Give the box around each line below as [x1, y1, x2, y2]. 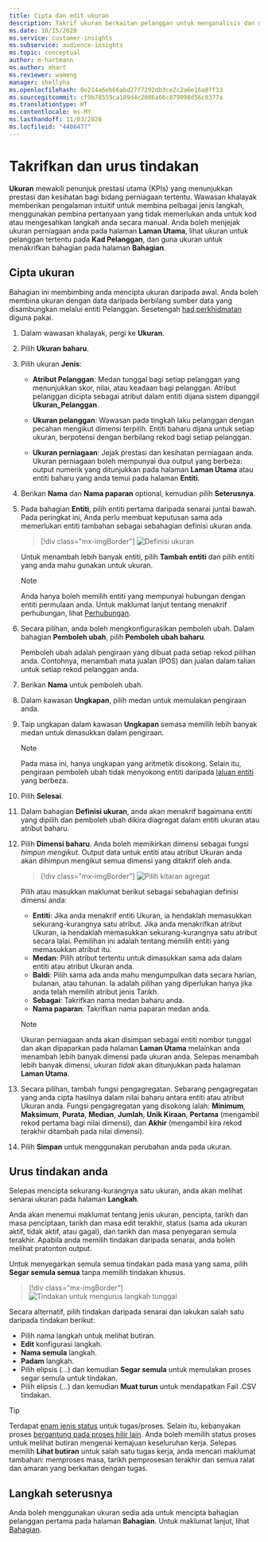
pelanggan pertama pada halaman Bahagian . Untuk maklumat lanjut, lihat [9, 1516, 250, 1526]
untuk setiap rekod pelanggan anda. [20, 664, 139, 674]
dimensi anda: [20, 895, 67, 905]
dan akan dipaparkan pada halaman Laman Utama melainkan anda [20, 1043, 241, 1052]
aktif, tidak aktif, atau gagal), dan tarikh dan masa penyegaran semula [9, 1227, 237, 1237]
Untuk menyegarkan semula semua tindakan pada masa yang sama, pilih [9, 1259, 248, 1269]
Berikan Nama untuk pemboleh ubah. [20, 679, 144, 690]
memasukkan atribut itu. [32, 944, 112, 954]
